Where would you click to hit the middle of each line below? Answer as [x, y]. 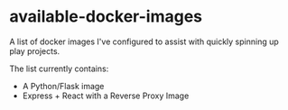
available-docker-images [106, 17]
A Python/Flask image [63, 86]
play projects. [35, 50]
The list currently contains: [59, 69]
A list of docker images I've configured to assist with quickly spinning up [144, 41]
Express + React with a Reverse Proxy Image [106, 96]
